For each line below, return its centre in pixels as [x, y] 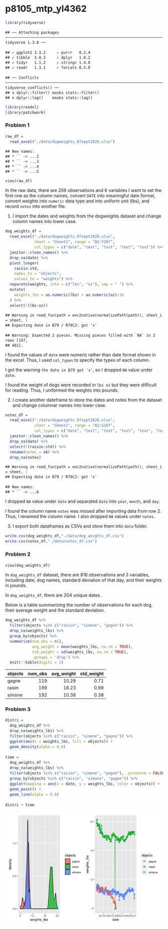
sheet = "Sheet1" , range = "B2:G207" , [74, 426]
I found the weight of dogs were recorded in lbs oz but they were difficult [81, 385]
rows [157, [16, 340]
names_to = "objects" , [38, 274]
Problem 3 [18, 709]
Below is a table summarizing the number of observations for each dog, [79, 605]
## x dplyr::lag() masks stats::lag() [49, 98]
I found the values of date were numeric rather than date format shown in [80, 355]
